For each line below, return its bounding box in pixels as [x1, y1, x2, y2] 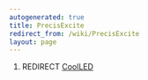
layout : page [9, 37, 57, 47]
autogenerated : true [9, 12, 85, 22]
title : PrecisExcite [9, 21, 85, 30]
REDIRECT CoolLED [21, 62, 94, 72]
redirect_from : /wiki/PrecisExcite [9, 29, 140, 38]
